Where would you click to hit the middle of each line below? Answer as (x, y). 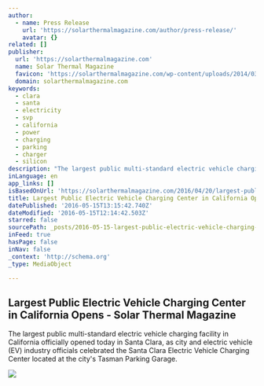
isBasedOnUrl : (31, 191)
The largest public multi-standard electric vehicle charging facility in (119, 334)
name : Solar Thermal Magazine (64, 67)
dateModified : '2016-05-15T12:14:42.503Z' (79, 213)
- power (28, 132)
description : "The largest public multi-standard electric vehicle (121, 169)
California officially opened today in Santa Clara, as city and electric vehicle (130, 342)
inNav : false (29, 249)
